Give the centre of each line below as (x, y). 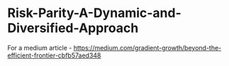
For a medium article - (40, 48)
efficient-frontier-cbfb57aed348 (54, 55)
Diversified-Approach (73, 28)
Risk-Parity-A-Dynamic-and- (95, 13)
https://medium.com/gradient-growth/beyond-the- (147, 48)
